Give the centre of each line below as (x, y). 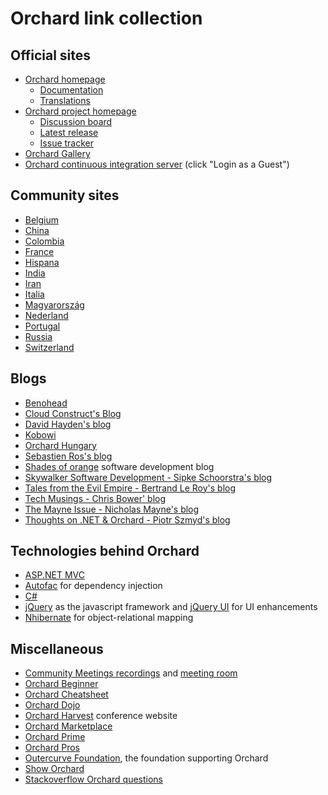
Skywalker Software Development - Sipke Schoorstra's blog (148, 477)
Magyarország (54, 304)
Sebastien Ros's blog (68, 456)
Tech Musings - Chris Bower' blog (95, 498)
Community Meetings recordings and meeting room (131, 673)
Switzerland (49, 347)
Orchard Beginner (61, 684)
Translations (65, 100)
